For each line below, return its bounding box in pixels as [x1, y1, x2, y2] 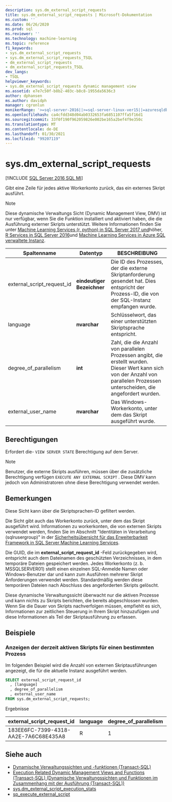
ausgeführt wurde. [111, 418, 156, 425]
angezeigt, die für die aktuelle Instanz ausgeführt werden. [5, 667, 127, 673]
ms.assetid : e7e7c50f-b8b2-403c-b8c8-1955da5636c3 [5, 88, 116, 94]
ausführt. [5, 191, 25, 197]
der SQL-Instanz [111, 297, 151, 304]
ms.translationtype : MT [5, 121, 56, 127]
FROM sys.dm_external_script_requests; [5, 697, 91, 702]
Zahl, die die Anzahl [111, 339, 158, 346]
